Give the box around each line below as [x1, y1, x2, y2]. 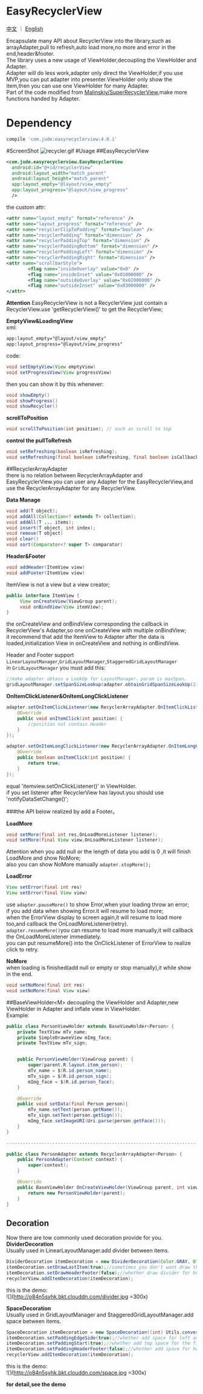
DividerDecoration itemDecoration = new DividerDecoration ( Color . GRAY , [6, 1258, 190, 1265]
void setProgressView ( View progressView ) [6, 369, 112, 376]
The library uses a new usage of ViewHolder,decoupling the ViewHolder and [6, 56, 196, 64]
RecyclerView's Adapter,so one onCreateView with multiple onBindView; [6, 627, 187, 634]
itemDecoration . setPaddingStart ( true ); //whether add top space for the [6, 1340, 190, 1347]
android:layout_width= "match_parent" [11, 170, 107, 176]
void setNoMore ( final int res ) [6, 982, 85, 988]
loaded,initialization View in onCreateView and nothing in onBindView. [6, 640, 180, 647]
